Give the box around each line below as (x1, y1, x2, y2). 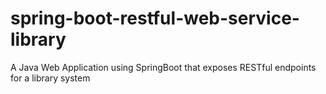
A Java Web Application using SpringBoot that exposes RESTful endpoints (10, 61, 317, 73)
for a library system (10, 72, 91, 84)
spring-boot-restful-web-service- (10, 7, 300, 30)
